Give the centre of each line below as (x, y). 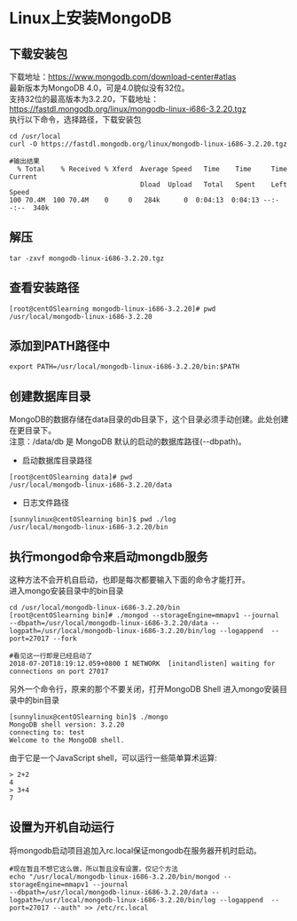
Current (23, 177)
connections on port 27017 (59, 671)
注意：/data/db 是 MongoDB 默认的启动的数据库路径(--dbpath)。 (128, 441)
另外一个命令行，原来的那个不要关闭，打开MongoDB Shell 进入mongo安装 (145, 689)
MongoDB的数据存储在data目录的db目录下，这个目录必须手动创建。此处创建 (149, 419)
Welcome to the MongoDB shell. (67, 741)
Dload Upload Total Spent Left (214, 185)
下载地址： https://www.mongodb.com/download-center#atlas (123, 77)
